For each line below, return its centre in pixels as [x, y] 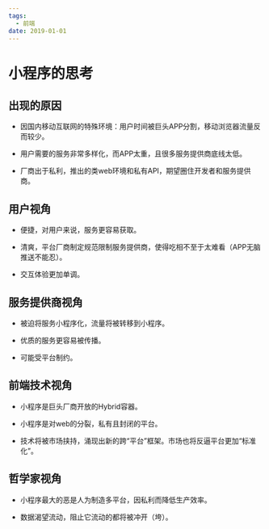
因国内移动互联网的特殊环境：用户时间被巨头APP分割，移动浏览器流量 [137, 127]
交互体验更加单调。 [52, 275]
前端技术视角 [40, 386]
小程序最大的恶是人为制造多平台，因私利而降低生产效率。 [116, 500]
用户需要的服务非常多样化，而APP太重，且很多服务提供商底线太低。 [133, 153]
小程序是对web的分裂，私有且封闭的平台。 [91, 423]
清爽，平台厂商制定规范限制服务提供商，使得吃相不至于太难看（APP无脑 [140, 247]
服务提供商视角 [46, 302]
